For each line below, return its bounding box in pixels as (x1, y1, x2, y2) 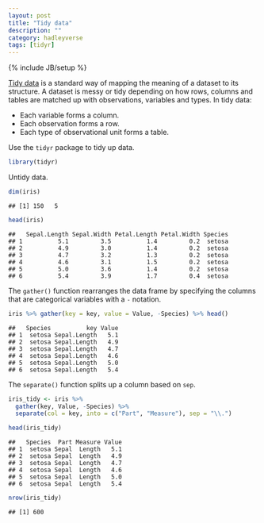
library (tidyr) (8, 158, 59, 167)
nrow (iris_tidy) (8, 494, 62, 502)
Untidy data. (8, 172, 49, 182)
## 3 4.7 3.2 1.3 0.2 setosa (8, 251, 228, 259)
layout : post (8, 11, 52, 20)
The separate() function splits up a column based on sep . (8, 379, 196, 389)
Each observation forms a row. (19, 119, 121, 129)
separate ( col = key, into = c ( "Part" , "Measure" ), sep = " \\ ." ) (15, 410, 232, 417)
